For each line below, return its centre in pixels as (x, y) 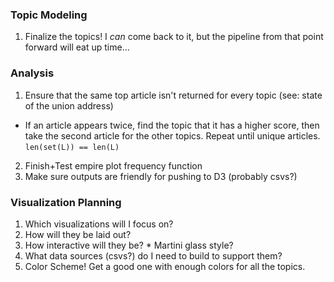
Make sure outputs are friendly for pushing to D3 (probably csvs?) (161, 176)
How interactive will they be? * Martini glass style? (129, 245)
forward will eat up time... (77, 47)
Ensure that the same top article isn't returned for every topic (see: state (173, 95)
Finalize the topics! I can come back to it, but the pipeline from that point (174, 37)
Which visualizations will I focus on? (99, 224)
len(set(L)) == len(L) (72, 147)
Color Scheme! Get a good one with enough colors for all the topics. (165, 266)
